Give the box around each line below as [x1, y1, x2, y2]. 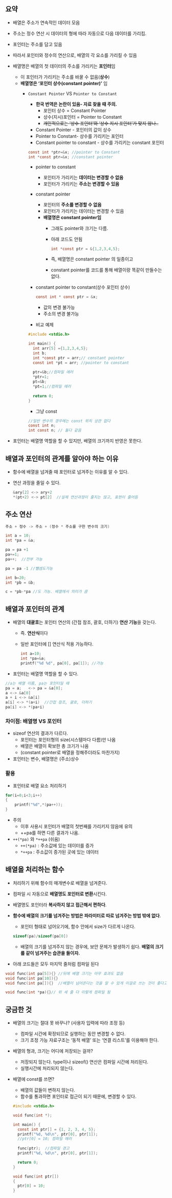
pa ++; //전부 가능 [5, 557, 42, 562]
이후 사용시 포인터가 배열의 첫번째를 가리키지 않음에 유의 [20, 823, 133, 829]
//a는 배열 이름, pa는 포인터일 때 [5, 680, 70, 686]
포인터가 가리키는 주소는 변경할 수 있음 [43, 181, 119, 187]
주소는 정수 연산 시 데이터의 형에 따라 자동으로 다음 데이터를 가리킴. [12, 30, 147, 36]
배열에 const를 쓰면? [12, 1076, 55, 1082]
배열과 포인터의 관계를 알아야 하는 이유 [5, 454, 119, 463]
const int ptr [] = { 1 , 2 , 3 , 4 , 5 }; [17, 1127, 96, 1132]
